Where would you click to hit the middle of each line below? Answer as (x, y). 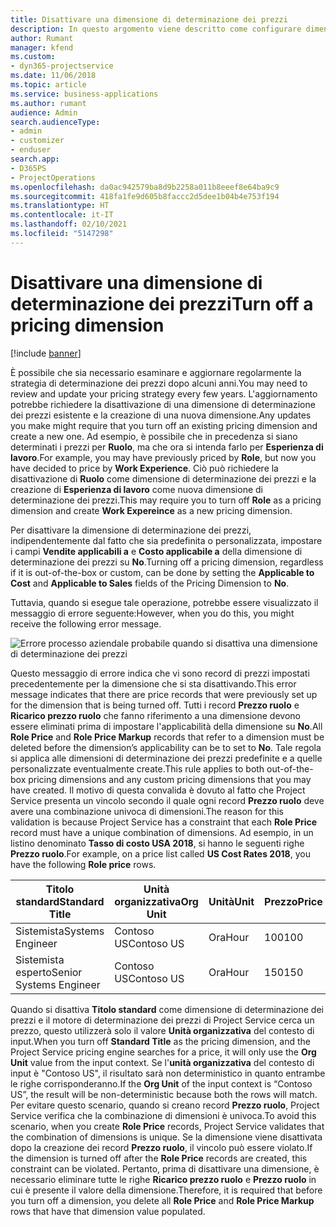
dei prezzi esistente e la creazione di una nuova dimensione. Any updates (161, 415)
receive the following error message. (86, 623)
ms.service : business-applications (84, 94)
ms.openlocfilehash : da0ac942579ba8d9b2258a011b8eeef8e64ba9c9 (145, 187)
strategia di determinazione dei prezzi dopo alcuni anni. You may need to (159, 383)
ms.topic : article (48, 85)
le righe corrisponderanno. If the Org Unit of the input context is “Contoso (161, 1083)
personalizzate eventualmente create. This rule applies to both (137, 768)
